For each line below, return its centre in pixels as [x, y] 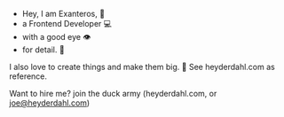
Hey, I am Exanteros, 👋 [63, 14]
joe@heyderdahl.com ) [50, 103]
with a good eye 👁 [56, 37]
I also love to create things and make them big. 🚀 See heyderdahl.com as [142, 67]
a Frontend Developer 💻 [67, 23]
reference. [28, 76]
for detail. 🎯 [43, 50]
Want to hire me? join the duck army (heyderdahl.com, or [113, 94]
